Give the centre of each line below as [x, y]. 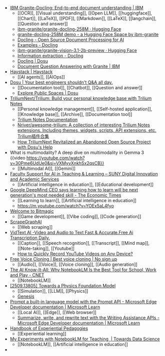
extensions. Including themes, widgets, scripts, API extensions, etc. [87, 130]
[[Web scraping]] [35, 227]
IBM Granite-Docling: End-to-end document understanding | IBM [76, 8]
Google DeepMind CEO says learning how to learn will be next [74, 190]
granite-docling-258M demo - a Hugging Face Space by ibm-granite [88, 34]
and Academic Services [34, 179]
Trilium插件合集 [33, 136]
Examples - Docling [37, 45]
